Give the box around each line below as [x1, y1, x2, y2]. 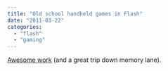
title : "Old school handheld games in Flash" [7, 10, 143, 18]
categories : [7, 23, 42, 30]
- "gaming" [13, 37, 46, 44]
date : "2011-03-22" [7, 17, 65, 24]
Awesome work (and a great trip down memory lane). [7, 56, 162, 64]
